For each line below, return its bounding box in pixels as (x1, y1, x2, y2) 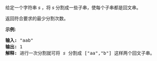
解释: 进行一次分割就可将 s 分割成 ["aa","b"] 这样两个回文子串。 (5, 50, 155, 56)
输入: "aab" (5, 37, 34, 43)
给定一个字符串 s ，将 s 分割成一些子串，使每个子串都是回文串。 (5, 5, 141, 10)
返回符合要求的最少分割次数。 (5, 15, 68, 22)
